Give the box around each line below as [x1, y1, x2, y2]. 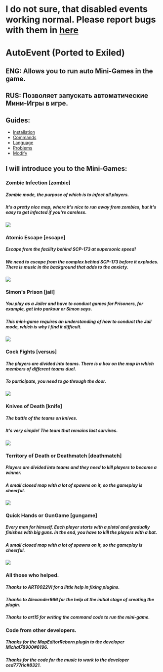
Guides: [5, 116, 31, 124]
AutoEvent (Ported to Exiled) [5, 47, 125, 58]
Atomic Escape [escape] [5, 234, 66, 241]
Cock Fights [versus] [5, 348, 57, 355]
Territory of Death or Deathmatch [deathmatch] [5, 452, 122, 459]
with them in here [5, 25, 79, 36]
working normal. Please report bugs [5, 14, 156, 25]
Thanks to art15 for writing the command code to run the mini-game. [5, 614, 150, 620]
